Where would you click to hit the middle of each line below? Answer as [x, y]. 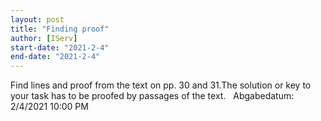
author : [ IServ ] [44, 38]
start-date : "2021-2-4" [60, 47]
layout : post [37, 19]
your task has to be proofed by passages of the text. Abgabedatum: [152, 96]
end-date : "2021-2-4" [55, 57]
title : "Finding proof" [60, 29]
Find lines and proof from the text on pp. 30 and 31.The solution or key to [161, 85]
